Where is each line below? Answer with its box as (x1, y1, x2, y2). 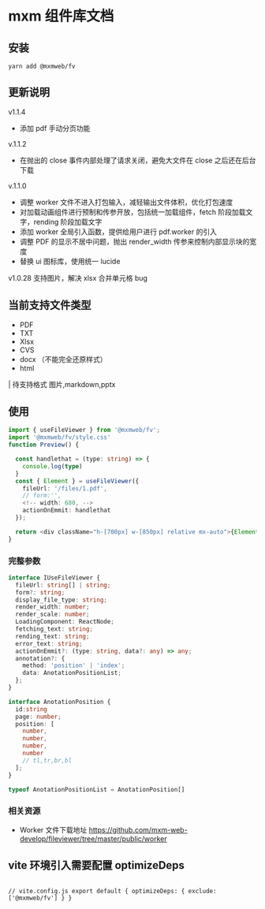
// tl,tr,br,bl (22, 756, 73, 765)
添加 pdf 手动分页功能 (19, 123, 91, 132)
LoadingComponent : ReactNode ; (15, 618, 114, 626)
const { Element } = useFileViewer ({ (15, 477, 140, 485)
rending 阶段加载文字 (33, 217, 103, 226)
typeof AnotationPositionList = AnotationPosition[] (8, 785, 185, 793)
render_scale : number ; (15, 610, 90, 619)
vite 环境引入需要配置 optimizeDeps (8, 859, 185, 872)
